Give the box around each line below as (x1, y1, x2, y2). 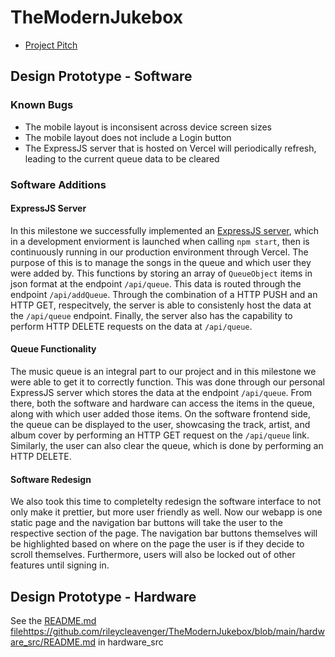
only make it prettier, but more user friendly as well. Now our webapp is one (10, 506, 323, 518)
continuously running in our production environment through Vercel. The (10, 246, 309, 258)
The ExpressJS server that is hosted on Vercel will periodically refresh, (24, 142, 317, 154)
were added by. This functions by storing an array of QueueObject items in (10, 267, 313, 279)
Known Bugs (10, 98, 74, 112)
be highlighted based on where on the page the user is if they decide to (10, 538, 305, 550)
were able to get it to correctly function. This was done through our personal (10, 376, 325, 388)
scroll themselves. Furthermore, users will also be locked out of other (10, 549, 296, 561)
